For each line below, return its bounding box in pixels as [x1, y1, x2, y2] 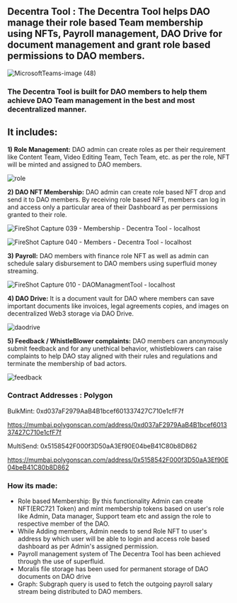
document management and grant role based [7, 39, 211, 51]
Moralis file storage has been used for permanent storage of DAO [17, 565, 209, 573]
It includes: [7, 126, 58, 138]
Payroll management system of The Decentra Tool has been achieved [17, 550, 221, 558]
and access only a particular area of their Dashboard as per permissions [7, 202, 218, 211]
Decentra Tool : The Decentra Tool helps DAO [7, 6, 211, 18]
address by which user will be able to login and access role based [17, 535, 210, 543]
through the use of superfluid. [17, 557, 105, 566]
